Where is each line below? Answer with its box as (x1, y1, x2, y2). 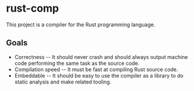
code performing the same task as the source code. (14, 60, 140, 66)
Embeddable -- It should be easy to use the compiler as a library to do (14, 72, 184, 79)
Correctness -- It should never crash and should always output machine (14, 53, 188, 60)
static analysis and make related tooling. (14, 78, 112, 85)
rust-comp (6, 2, 60, 15)
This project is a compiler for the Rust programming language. (6, 21, 155, 28)
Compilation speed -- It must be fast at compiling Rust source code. (14, 66, 178, 73)
